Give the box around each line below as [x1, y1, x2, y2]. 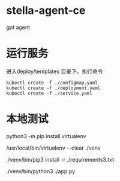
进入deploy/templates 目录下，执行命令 [6, 68, 103, 75]
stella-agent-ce [6, 4, 86, 17]
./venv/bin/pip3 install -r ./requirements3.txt [6, 156, 115, 163]
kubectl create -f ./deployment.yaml [6, 85, 101, 91]
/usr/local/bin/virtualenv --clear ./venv [6, 144, 101, 151]
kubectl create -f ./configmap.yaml [6, 80, 98, 86]
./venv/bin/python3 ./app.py [6, 167, 76, 175]
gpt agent [6, 24, 31, 31]
